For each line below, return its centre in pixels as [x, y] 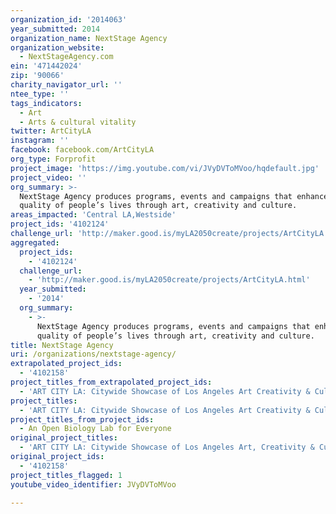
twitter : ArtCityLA [51, 131]
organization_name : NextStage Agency [89, 38]
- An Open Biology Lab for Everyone [95, 429]
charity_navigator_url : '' [66, 85]
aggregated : [35, 242]
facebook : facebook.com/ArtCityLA [82, 150]
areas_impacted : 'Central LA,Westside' [93, 215]
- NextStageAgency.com [66, 57]
